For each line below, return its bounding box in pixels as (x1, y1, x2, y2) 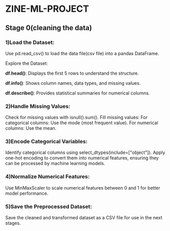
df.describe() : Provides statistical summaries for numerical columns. (5, 90, 150, 96)
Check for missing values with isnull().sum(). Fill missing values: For (5, 114, 148, 121)
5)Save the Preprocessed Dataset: (5, 203, 92, 210)
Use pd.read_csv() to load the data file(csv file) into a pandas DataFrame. (5, 50, 159, 56)
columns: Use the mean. (5, 125, 57, 131)
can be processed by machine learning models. (5, 160, 106, 167)
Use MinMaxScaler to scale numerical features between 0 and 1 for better (5, 184, 161, 191)
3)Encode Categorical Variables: (5, 138, 88, 145)
